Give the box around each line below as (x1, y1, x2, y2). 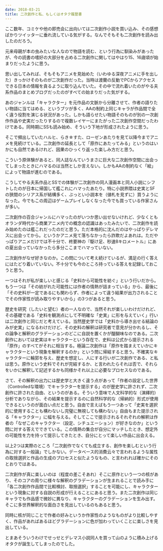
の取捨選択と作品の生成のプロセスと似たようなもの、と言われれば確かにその (5, 454, 159, 461)
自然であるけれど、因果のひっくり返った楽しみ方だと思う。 (18, 146, 137, 152)
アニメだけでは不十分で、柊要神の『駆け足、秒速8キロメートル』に (18, 238, 152, 244)
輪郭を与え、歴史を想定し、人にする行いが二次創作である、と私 (30, 354, 159, 361)
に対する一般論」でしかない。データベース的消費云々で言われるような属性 (9, 449, 158, 454)
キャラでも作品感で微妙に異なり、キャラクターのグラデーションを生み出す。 (5, 495, 158, 501)
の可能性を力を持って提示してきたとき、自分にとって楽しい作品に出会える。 (5, 432, 157, 438)
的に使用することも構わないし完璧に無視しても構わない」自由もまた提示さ (5, 408, 154, 413)
